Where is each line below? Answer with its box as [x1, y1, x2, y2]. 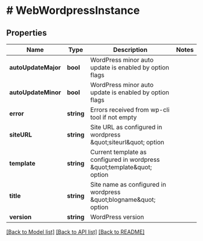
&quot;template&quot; [90, 163, 152, 171]
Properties [6, 28, 47, 38]
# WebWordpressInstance [6, 4, 140, 18]
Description [112, 46, 148, 54]
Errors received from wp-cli [90, 106, 170, 114]
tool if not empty [90, 113, 137, 121]
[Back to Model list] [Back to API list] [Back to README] [6, 228, 145, 236]
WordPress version [90, 213, 144, 221]
